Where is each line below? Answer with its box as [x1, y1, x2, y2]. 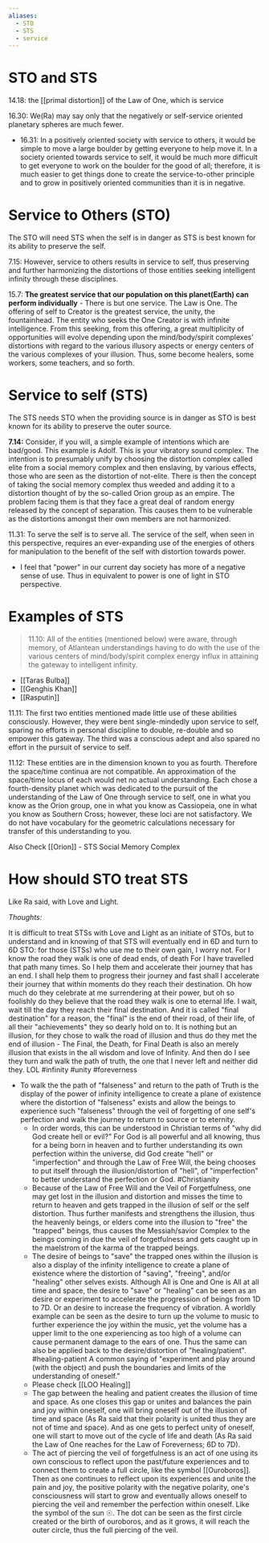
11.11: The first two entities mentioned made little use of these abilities [8, 708, 238, 717]
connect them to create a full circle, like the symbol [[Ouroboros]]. [31, 1465, 251, 1475]
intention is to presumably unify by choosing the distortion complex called [8, 454, 253, 464]
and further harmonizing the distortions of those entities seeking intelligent [8, 266, 256, 275]
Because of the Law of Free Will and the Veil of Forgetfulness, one [31, 1182, 251, 1192]
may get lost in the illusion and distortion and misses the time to [31, 1191, 243, 1201]
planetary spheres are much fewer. [8, 120, 124, 130]
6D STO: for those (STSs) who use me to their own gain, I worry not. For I [8, 945, 251, 955]
